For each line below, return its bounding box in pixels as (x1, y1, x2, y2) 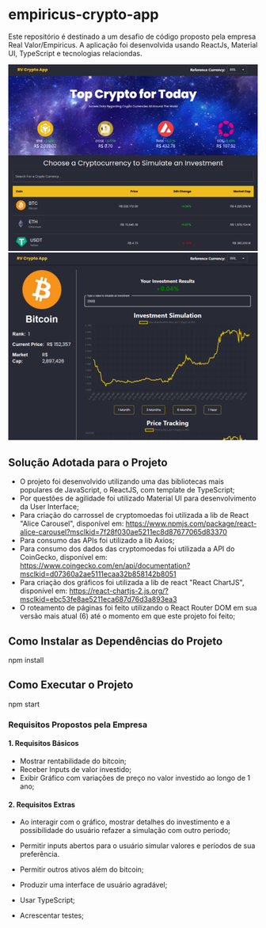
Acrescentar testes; (19, 911, 85, 920)
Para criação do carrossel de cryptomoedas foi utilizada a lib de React (19, 511, 249, 520)
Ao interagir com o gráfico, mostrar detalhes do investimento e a (19, 817, 231, 827)
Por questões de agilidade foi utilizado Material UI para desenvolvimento (19, 493, 256, 504)
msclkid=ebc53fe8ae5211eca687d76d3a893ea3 (19, 595, 177, 604)
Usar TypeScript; (19, 896, 75, 905)
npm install (8, 656, 44, 665)
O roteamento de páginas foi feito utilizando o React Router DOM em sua (19, 603, 257, 613)
